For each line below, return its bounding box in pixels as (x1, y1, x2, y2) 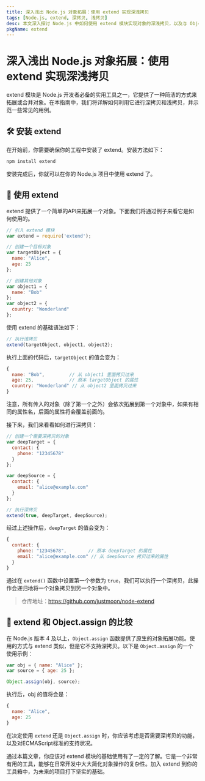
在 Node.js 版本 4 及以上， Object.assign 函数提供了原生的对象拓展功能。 (6, 635, 190, 642)
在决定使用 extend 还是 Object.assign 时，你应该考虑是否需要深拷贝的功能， (6, 731, 198, 739)
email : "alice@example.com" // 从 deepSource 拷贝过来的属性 (17, 554, 169, 560)
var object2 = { (6, 301, 48, 307)
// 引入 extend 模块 (6, 227, 55, 233)
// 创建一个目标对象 (6, 244, 51, 250)
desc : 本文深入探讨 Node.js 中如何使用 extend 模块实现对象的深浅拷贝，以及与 (6, 20, 187, 26)
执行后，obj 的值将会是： (6, 690, 70, 698)
